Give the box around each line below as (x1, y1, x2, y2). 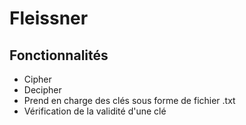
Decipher (23, 84, 62, 96)
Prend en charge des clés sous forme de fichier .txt (23, 95, 236, 106)
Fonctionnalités (9, 47, 109, 64)
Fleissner (9, 7, 89, 30)
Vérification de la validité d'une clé (23, 105, 167, 117)
